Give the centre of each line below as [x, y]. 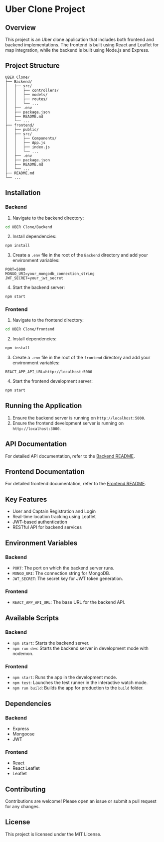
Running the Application [44, 406]
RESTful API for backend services [47, 527]
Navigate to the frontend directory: [48, 320]
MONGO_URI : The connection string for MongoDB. [61, 573]
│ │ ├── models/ [27, 95]
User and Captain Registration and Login [54, 511]
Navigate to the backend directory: [48, 218]
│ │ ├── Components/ [31, 138]
